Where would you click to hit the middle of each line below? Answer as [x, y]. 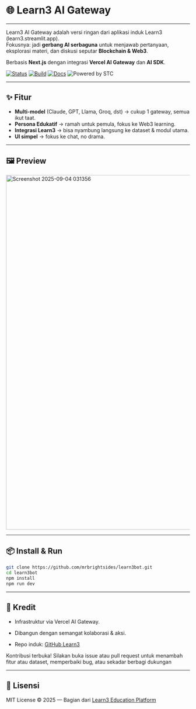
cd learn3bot [22, 573]
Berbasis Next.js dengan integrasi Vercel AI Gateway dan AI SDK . [86, 62]
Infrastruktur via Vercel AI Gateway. [57, 621]
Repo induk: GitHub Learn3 [47, 644]
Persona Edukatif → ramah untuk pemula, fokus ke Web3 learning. [95, 124]
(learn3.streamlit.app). [33, 38]
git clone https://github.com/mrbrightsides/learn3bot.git [79, 567]
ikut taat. [25, 118]
